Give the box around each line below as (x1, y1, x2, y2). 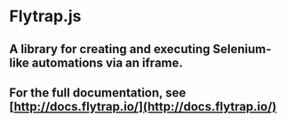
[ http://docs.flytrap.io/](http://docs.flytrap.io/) (9, 99, 277, 114)
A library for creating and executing (9, 42, 211, 57)
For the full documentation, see (9, 85, 187, 100)
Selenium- (212, 42, 272, 57)
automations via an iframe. (31, 55, 184, 70)
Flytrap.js (9, 6, 82, 27)
